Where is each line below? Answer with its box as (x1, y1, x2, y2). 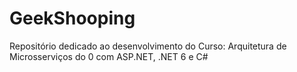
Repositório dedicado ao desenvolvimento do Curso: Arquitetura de (9, 40, 287, 52)
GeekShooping (9, 7, 136, 30)
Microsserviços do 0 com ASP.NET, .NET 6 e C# (9, 50, 209, 62)
